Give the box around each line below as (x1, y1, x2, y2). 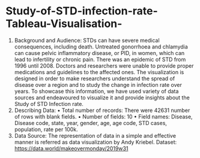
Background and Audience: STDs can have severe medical (14, 37, 160, 44)
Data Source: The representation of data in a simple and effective (14, 132, 177, 139)
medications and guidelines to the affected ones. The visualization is (14, 68, 184, 75)
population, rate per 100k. (14, 126, 79, 133)
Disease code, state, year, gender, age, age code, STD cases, (14, 119, 168, 126)
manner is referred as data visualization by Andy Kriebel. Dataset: (14, 138, 177, 145)
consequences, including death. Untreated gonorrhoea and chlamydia (14, 43, 189, 50)
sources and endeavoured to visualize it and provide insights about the (14, 94, 190, 101)
